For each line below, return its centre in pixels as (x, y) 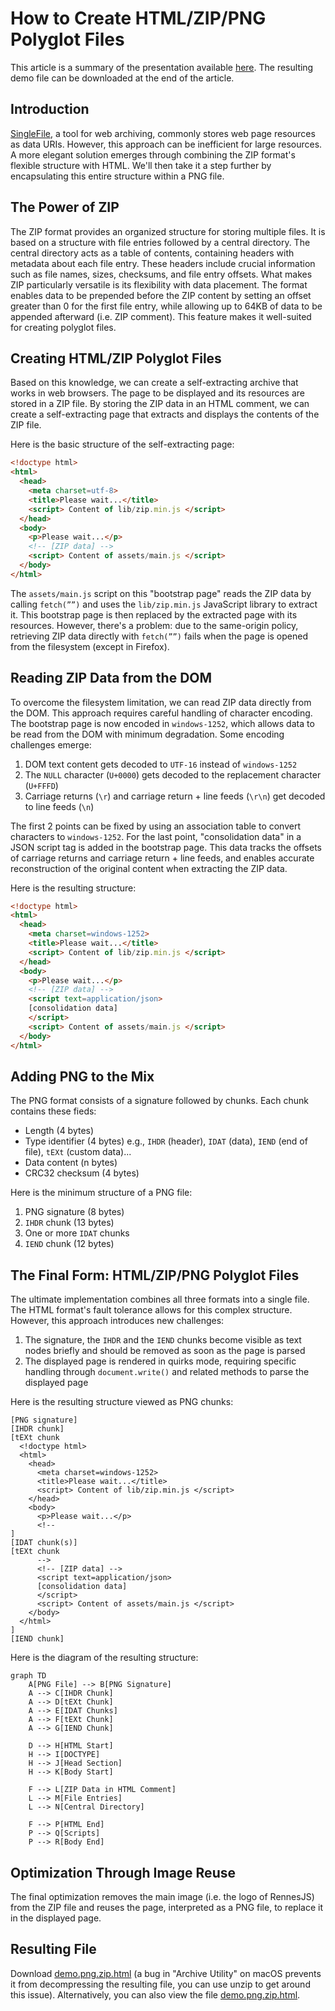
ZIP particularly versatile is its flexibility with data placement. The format (159, 284)
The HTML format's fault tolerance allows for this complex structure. (151, 1310)
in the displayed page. (56, 1918)
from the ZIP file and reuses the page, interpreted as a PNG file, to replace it (166, 1907)
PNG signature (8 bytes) (74, 1212)
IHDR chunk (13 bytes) (69, 1223)
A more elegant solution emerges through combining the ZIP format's (153, 154)
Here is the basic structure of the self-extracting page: (122, 444)
